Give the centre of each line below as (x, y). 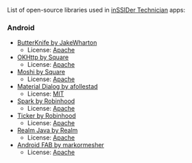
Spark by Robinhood (46, 101)
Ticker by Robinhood (47, 116)
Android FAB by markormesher (60, 145)
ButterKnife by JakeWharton (57, 43)
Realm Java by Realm (47, 131)
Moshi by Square (41, 72)
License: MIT (46, 94)
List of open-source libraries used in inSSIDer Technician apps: (96, 10)
